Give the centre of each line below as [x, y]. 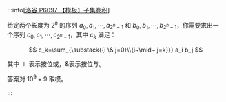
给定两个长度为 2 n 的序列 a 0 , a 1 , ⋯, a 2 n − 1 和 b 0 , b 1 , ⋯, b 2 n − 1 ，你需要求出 [110, 25]
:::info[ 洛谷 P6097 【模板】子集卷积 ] [59, 10]
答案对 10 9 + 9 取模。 [37, 78]
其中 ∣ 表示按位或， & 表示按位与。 [56, 64]
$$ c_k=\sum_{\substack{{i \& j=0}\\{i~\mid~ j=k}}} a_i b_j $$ [116, 50]
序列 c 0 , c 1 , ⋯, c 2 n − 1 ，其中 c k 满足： [64, 35]
